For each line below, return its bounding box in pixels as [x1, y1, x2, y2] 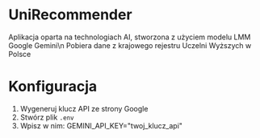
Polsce [8, 49, 31, 59]
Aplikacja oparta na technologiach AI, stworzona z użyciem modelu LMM [8, 32, 251, 42]
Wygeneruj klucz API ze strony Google [19, 103, 149, 113]
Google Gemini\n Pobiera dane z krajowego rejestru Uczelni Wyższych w [8, 40, 252, 50]
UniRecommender [8, 6, 132, 24]
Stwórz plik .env [19, 112, 74, 122]
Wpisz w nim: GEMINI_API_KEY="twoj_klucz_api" [19, 120, 183, 130]
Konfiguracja [8, 78, 98, 95]
